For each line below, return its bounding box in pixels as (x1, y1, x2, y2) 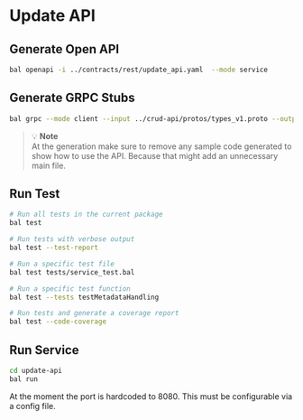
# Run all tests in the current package (9, 210, 164, 219)
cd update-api (9, 366, 63, 375)
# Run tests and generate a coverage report (9, 309, 179, 318)
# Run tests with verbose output (9, 235, 135, 244)
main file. (31, 160, 66, 171)
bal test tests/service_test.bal (9, 267, 135, 276)
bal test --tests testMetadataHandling (9, 293, 160, 302)
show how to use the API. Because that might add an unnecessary (31, 150, 279, 161)
